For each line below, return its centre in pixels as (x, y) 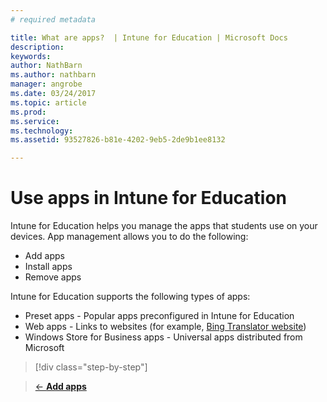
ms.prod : (28, 112)
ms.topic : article (48, 102)
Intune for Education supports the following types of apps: (130, 297)
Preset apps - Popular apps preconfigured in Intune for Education (159, 316)
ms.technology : (42, 131)
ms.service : (35, 121)
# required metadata (53, 19)
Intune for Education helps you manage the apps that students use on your (164, 226)
